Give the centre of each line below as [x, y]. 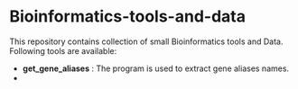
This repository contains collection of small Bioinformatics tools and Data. [146, 41]
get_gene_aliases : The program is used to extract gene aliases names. [156, 68]
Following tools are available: [63, 50]
